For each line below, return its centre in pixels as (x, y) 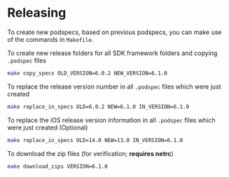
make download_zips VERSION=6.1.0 (58, 166)
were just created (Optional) (48, 128)
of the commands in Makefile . (50, 39)
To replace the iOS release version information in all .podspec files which (111, 120)
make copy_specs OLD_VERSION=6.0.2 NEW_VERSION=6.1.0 (88, 73)
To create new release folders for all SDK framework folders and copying (112, 53)
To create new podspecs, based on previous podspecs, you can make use (114, 32)
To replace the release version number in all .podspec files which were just (114, 86)
